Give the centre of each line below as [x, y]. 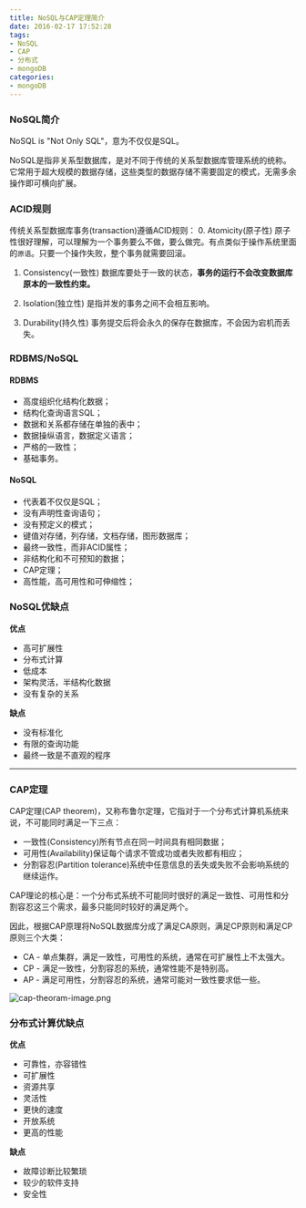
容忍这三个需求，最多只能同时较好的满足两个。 [105, 907]
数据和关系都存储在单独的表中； [82, 424]
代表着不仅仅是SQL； [62, 501]
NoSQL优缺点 [40, 607]
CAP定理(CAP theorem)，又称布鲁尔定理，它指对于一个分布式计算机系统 [145, 811]
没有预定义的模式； [59, 524]
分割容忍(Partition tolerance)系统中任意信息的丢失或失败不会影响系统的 [156, 865]
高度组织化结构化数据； [66, 401]
